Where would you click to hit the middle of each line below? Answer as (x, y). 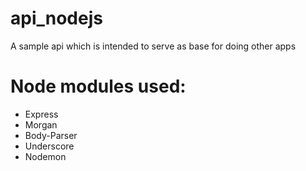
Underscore (49, 146)
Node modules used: (98, 86)
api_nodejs (56, 18)
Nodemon (45, 156)
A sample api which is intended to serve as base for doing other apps (153, 46)
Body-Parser (51, 135)
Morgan (41, 124)
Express (41, 114)
